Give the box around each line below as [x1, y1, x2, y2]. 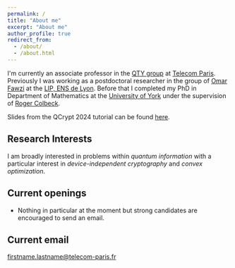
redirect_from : [7, 37, 52, 44]
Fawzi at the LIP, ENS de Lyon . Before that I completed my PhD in [7, 84, 197, 92]
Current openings [7, 188, 87, 200]
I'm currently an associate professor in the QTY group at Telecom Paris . [7, 68, 216, 78]
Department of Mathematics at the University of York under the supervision [7, 91, 227, 99]
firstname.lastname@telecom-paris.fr [7, 252, 116, 261]
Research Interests [7, 133, 92, 145]
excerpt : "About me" [7, 23, 68, 30]
